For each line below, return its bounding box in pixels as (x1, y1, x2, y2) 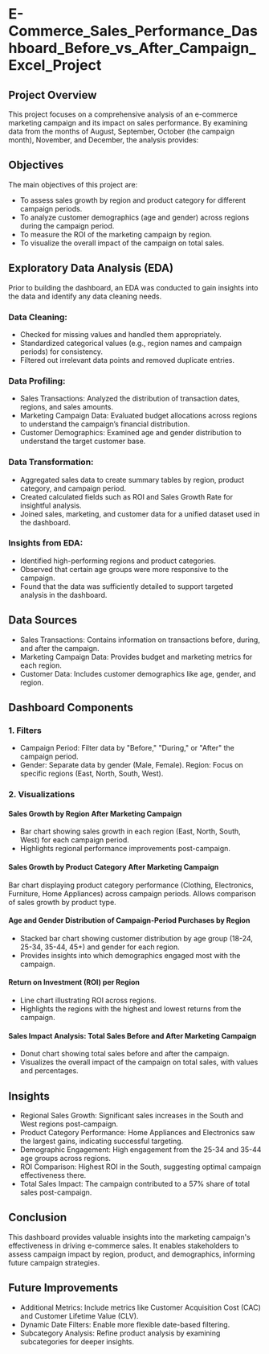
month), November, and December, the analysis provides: (8, 135, 199, 145)
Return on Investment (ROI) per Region (8, 977, 141, 987)
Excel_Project (8, 56, 102, 75)
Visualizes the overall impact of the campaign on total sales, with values (19, 1057, 259, 1067)
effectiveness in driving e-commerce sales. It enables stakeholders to (8, 1241, 239, 1250)
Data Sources (8, 613, 78, 628)
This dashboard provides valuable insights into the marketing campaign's (8, 1232, 251, 1241)
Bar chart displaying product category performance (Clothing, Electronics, (8, 880, 255, 890)
